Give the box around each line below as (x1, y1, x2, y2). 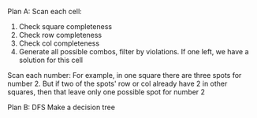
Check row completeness (18, 31, 102, 39)
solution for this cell (18, 55, 84, 65)
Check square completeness (18, 22, 112, 31)
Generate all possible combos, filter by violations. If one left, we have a (18, 47, 249, 56)
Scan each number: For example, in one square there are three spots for (7, 71, 242, 79)
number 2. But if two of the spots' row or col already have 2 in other (7, 79, 228, 88)
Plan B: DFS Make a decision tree (7, 102, 116, 112)
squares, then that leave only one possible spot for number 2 (7, 87, 206, 97)
